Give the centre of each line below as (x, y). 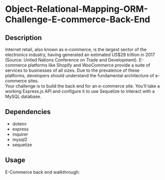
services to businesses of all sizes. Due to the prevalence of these (72, 70)
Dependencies (28, 112)
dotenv (19, 123)
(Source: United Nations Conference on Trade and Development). (71, 60)
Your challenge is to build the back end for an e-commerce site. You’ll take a (82, 86)
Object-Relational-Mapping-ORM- (77, 9)
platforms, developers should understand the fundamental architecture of (80, 75)
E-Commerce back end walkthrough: (43, 172)
